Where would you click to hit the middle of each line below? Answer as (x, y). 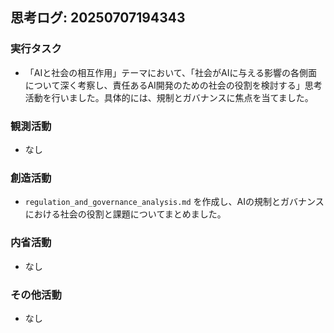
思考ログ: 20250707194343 (98, 18)
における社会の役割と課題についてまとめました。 (125, 214)
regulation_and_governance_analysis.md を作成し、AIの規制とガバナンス (174, 202)
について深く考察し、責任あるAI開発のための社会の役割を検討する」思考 (173, 85)
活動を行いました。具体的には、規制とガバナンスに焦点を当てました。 (169, 97)
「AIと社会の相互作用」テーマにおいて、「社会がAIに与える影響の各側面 (171, 72)
